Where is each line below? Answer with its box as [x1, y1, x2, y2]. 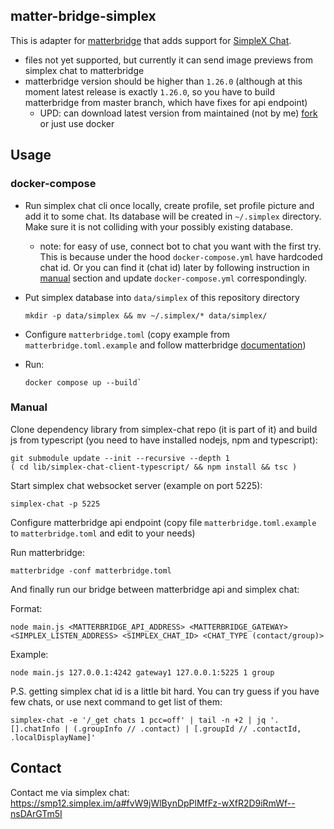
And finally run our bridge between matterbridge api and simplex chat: [10, 583, 300, 595]
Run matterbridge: [10, 546, 86, 558]
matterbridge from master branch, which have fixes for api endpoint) [24, 96, 308, 108]
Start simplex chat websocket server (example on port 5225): [10, 479, 263, 491]
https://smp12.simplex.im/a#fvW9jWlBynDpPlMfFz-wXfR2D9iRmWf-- [10, 797, 296, 809]
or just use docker [39, 117, 115, 129]
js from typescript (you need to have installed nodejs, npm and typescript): [10, 434, 318, 446]
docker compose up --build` [24, 377, 142, 388]
